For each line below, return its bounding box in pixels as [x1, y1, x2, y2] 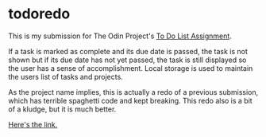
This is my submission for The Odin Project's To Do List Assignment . [8, 31, 232, 41]
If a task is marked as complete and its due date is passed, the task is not [8, 46, 249, 56]
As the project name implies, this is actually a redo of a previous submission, [8, 87, 259, 96]
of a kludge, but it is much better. [8, 104, 117, 114]
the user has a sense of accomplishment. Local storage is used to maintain [8, 63, 253, 72]
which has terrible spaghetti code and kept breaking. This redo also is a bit [8, 96, 253, 105]
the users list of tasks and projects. [8, 72, 123, 81]
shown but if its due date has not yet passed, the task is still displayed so [8, 55, 247, 65]
